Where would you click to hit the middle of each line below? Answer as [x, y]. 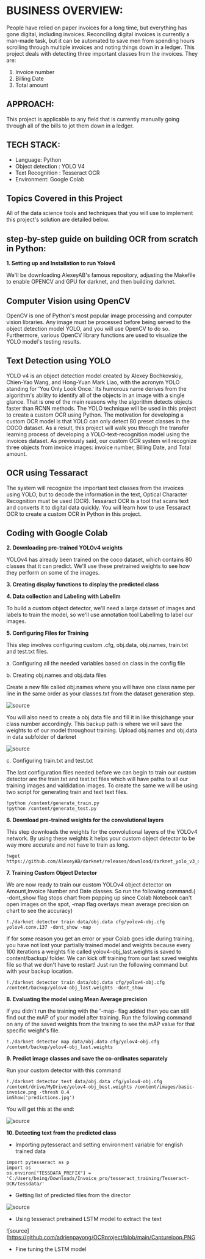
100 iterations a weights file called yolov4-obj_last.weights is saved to [94, 952]
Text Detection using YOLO [59, 361]
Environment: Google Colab [50, 179]
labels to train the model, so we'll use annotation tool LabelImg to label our [100, 615]
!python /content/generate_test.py [52, 809]
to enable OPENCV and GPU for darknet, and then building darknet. [91, 282]
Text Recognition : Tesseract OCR [57, 173]
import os [19, 1168]
